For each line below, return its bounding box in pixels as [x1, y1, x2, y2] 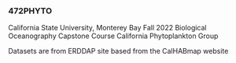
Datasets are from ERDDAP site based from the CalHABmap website [8, 47, 229, 56]
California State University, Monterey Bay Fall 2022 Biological [8, 23, 207, 33]
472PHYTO [8, 5, 53, 16]
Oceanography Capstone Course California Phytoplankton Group [8, 31, 219, 40]
